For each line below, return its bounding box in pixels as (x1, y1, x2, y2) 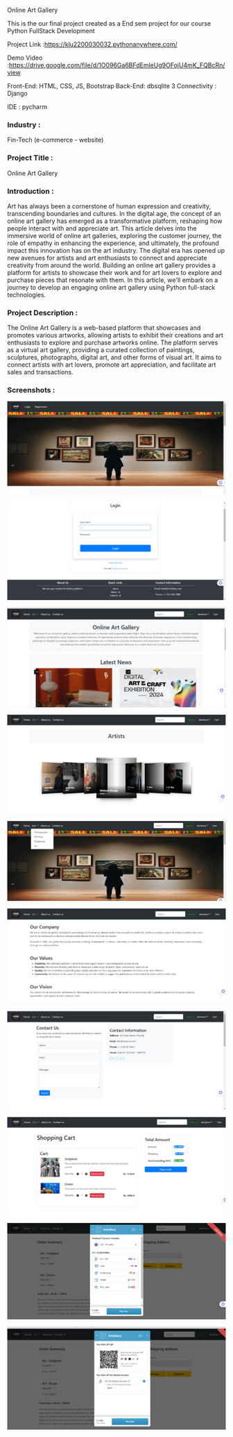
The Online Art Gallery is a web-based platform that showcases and (7, 324, 201, 332)
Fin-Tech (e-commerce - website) (7, 135, 104, 144)
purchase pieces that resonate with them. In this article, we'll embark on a (7, 276, 218, 284)
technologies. (7, 290, 46, 299)
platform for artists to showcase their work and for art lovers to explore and (7, 268, 222, 276)
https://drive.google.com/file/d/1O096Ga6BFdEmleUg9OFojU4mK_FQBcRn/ (9, 61, 225, 69)
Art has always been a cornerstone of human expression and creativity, (7, 201, 212, 210)
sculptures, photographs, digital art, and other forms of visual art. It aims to (7, 354, 222, 362)
